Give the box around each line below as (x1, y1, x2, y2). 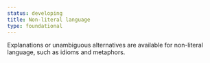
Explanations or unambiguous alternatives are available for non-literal (7, 41, 204, 49)
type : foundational (7, 22, 63, 29)
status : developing (7, 9, 63, 17)
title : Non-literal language (7, 16, 91, 23)
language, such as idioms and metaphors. (7, 48, 126, 56)
